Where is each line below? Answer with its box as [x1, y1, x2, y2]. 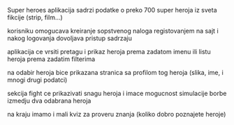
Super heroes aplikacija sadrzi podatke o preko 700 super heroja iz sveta [7, 6, 218, 14]
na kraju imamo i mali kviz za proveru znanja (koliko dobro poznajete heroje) [7, 110, 226, 118]
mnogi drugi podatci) [7, 76, 68, 84]
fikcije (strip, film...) [7, 13, 63, 22]
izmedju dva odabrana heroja [7, 97, 92, 105]
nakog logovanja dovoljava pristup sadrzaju [7, 34, 133, 42]
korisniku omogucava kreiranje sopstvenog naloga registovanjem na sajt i [7, 27, 219, 35]
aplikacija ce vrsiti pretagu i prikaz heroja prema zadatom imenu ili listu [7, 48, 211, 56]
